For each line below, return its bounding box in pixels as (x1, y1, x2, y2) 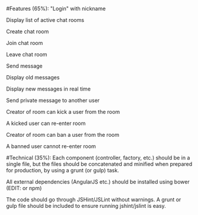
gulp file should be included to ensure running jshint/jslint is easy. (6, 203, 166, 209)
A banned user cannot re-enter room (6, 143, 96, 150)
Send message (6, 62, 43, 69)
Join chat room (6, 40, 43, 46)
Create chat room (6, 28, 49, 35)
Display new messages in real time (6, 85, 91, 92)
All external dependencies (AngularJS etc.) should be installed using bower (6, 178, 190, 185)
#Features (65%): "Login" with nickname (6, 5, 106, 12)
